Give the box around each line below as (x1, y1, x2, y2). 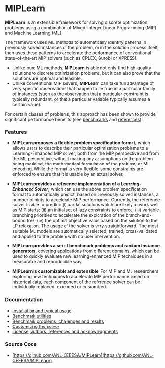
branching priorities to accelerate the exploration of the (12, 212, 125, 218)
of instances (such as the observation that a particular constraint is (12, 91, 149, 97)
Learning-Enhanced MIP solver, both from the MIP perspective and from (12, 150, 159, 156)
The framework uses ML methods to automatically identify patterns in (5, 39, 147, 45)
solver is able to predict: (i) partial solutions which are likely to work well (12, 202, 159, 208)
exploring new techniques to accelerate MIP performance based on (12, 274, 149, 280)
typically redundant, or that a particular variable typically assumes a (12, 96, 150, 102)
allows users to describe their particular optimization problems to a (12, 145, 148, 151)
